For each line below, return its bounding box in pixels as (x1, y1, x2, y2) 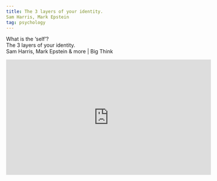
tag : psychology (6, 19, 46, 25)
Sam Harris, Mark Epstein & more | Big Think (6, 48, 113, 55)
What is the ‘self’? (6, 36, 49, 43)
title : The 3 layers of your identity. (6, 8, 104, 15)
